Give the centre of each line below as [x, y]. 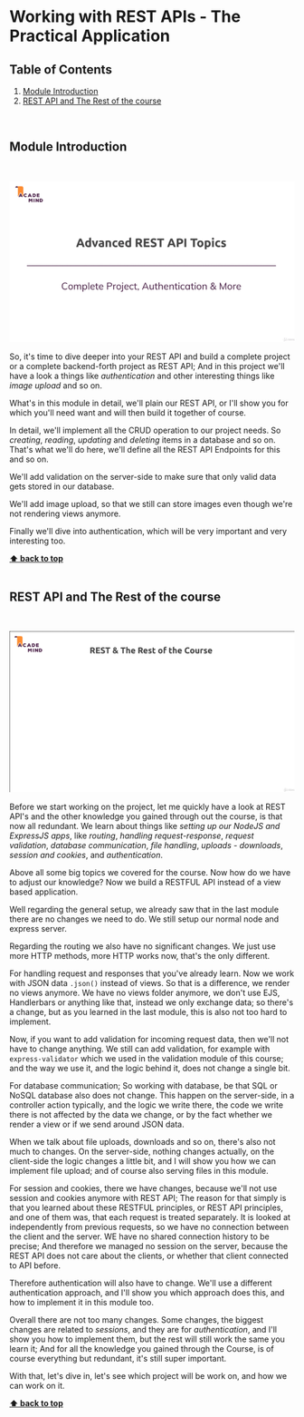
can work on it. [37, 1385]
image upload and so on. [56, 386]
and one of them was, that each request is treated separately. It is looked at [150, 1217]
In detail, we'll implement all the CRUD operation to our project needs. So [145, 430]
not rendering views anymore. [65, 513]
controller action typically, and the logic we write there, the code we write [146, 1105]
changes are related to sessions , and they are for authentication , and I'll [143, 1329]
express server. [38, 928]
